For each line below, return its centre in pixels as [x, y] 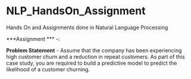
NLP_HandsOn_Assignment [76, 11]
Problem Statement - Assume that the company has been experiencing [94, 50]
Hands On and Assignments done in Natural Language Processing [87, 27]
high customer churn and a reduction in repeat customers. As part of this [96, 56]
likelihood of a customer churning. [48, 69]
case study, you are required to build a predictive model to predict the [92, 63]
